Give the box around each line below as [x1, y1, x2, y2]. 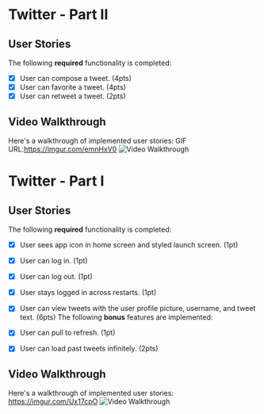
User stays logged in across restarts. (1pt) [19, 288, 157, 297]
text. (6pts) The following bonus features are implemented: [19, 312, 213, 322]
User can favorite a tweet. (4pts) [19, 82, 127, 92]
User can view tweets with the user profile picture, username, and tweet [19, 304, 256, 313]
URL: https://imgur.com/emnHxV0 [8, 144, 117, 154]
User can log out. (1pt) [19, 272, 93, 282]
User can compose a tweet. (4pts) [19, 74, 132, 82]
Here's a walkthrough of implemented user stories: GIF [8, 136, 187, 145]
